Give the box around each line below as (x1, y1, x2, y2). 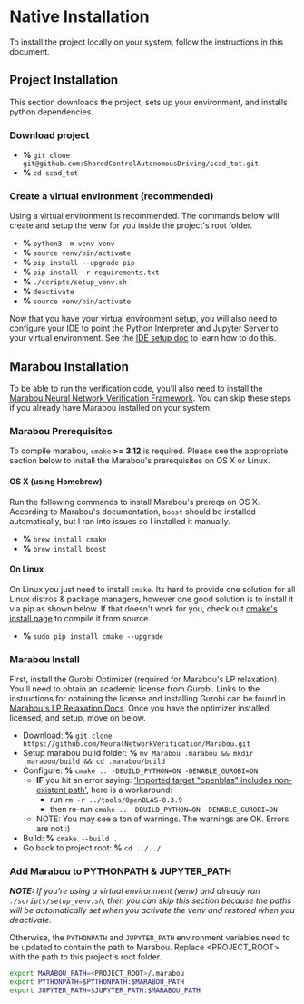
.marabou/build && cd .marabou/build (22, 757, 166, 767)
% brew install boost (22, 542, 107, 553)
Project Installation (9, 73, 119, 88)
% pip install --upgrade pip (22, 257, 135, 268)
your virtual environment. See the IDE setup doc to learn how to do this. (9, 333, 277, 343)
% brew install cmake (22, 533, 107, 544)
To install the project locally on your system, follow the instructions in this (9, 36, 284, 47)
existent (35, 784, 66, 796)
